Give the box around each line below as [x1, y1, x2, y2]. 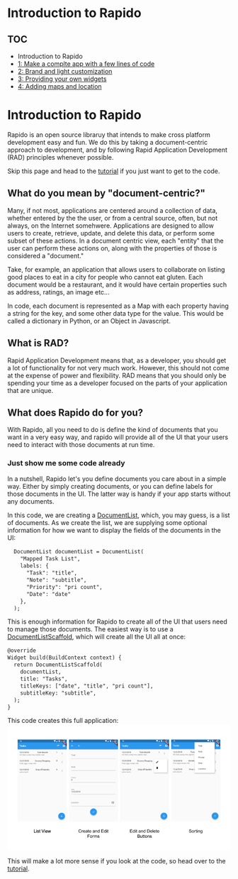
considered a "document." [7, 251, 84, 260]
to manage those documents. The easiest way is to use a [7, 624, 174, 633]
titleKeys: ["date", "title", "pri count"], [20, 682, 154, 690]
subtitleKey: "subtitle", [20, 690, 97, 697]
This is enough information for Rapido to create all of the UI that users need [7, 617, 228, 626]
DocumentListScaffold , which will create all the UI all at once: [7, 632, 186, 641]
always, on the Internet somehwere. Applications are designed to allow [7, 221, 214, 230]
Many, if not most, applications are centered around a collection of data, [7, 206, 218, 214]
